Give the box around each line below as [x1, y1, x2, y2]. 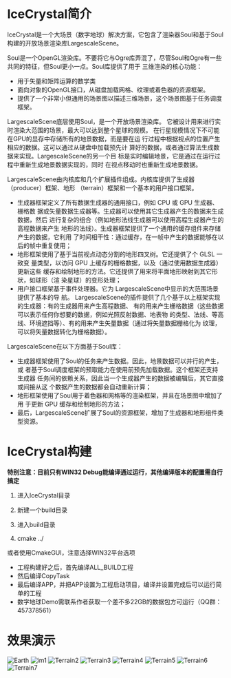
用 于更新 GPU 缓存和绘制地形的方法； [16, 400, 126, 408]
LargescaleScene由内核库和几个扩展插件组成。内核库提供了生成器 [7, 175, 195, 183]
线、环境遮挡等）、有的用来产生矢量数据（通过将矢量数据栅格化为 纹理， [16, 318, 221, 327]
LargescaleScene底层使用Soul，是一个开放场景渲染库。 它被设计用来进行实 [7, 117, 221, 125]
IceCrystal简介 [7, 6, 92, 22]
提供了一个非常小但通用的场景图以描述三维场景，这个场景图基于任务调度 [16, 94, 222, 102]
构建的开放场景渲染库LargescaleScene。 [7, 39, 123, 47]
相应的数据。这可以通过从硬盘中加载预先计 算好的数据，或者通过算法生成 [7, 143, 214, 152]
